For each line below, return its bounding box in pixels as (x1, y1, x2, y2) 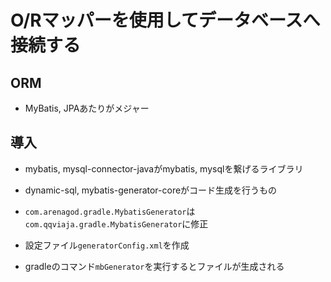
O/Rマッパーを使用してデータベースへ (10, 9, 321, 32)
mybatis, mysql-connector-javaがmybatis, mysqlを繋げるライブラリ (24, 162, 304, 175)
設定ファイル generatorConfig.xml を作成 (24, 239, 190, 251)
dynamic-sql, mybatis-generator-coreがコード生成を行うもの (24, 184, 278, 196)
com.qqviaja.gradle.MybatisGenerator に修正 (24, 217, 209, 230)
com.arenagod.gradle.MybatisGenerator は (24, 205, 196, 217)
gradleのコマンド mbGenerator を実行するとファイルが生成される (24, 260, 285, 272)
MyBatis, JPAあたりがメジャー (24, 102, 150, 114)
